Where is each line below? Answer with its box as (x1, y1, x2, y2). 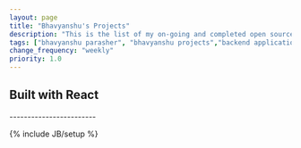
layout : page (9, 12, 58, 22)
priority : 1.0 (9, 54, 63, 63)
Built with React (9, 87, 99, 103)
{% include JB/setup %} (9, 128, 99, 139)
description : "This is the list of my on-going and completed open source (9, 29, 295, 38)
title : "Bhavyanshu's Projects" (9, 21, 130, 30)
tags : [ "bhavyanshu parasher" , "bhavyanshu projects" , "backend (9, 37, 251, 47)
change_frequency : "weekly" (9, 46, 115, 55)
